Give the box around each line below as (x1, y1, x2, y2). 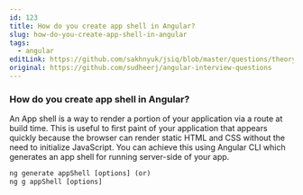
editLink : (9, 55, 47, 64)
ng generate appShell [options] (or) (9, 169, 151, 178)
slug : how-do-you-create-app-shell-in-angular (9, 30, 188, 39)
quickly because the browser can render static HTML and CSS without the (9, 132, 286, 144)
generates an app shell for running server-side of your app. (9, 152, 230, 163)
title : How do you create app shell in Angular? (9, 22, 196, 31)
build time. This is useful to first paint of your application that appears (9, 123, 268, 134)
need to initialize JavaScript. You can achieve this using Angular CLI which (9, 142, 286, 153)
